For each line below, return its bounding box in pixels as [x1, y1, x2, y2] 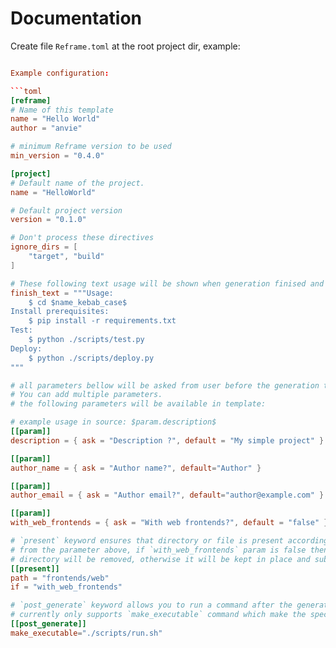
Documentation [10, 7, 143, 30]
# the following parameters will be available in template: [10, 399, 267, 409]
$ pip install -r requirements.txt [28, 316, 177, 326]
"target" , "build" [28, 252, 105, 262]
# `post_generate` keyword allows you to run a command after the [10, 600, 293, 611]
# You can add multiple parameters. [10, 390, 163, 400]
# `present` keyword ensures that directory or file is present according [10, 536, 329, 546]
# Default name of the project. [10, 178, 145, 188]
